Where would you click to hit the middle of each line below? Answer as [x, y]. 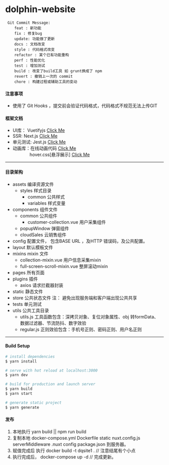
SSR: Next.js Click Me [35, 136]
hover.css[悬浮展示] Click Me [60, 154]
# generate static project [33, 402]
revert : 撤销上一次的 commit [44, 76]
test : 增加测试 [30, 66]
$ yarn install [21, 361]
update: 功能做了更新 [35, 39]
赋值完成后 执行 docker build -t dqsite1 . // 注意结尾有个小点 [74, 450]
